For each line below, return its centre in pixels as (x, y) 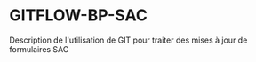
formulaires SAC (39, 49)
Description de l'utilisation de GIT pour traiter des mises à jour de (128, 40)
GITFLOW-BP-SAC (79, 15)
